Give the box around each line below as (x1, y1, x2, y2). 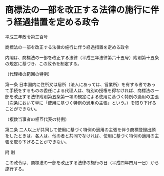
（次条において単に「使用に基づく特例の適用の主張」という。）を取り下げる (5, 100, 157, 106)
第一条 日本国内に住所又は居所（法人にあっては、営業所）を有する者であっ (5, 81, 156, 87)
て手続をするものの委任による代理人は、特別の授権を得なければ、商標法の (5, 88, 155, 93)
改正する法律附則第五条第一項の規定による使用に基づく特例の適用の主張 (13, 93, 159, 99)
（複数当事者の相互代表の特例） (5, 116, 69, 122)
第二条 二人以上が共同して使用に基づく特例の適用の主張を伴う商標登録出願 (5, 127, 156, 132)
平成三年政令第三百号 (5, 34, 48, 40)
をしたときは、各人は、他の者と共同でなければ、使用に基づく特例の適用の (5, 132, 155, 138)
